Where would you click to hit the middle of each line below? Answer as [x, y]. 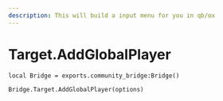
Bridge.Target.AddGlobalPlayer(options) [76, 89]
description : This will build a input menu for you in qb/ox [112, 15]
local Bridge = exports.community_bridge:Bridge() [94, 76]
